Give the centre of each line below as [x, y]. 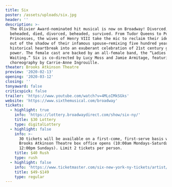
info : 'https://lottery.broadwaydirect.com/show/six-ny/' [78, 115]
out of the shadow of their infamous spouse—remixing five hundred [83, 44]
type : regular [29, 177]
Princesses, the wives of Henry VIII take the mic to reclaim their [84, 39]
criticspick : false [26, 91]
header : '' [17, 19]
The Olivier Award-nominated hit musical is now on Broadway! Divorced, [89, 29]
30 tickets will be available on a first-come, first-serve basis [91, 139]
